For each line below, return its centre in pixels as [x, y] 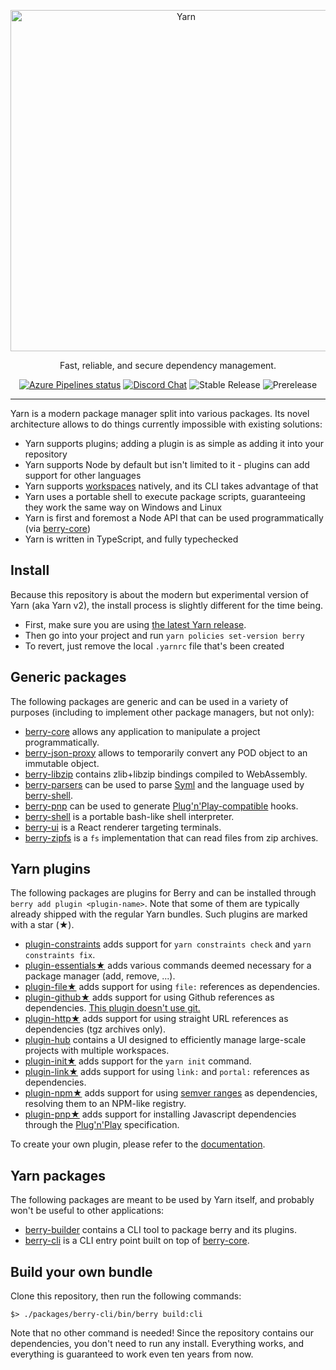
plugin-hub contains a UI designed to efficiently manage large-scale [165, 1040]
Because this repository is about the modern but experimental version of [160, 594]
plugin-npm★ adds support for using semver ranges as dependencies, [171, 1093]
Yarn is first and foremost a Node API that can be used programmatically [174, 518]
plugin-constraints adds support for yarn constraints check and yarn [168, 944]
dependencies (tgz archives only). [95, 1029]
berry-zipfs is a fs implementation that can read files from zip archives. [171, 837]
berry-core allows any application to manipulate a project [142, 731]
